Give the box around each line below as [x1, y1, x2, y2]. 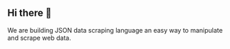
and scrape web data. [7, 33, 71, 42]
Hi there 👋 [7, 7, 52, 19]
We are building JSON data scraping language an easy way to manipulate [7, 26, 223, 34]
